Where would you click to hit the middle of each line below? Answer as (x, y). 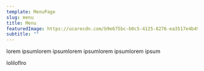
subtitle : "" (23, 34)
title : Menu (21, 23)
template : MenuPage (31, 12)
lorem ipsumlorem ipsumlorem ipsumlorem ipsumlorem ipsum (83, 51)
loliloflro (16, 63)
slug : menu (20, 17)
